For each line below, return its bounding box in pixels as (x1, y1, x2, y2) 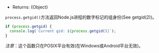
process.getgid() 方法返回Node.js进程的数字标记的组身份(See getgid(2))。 (5, 14, 157, 20)
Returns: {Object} (12, 4, 49, 10)
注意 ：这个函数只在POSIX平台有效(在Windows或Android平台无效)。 (5, 43, 144, 49)
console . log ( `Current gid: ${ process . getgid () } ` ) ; (9, 28, 116, 33)
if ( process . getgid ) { (5, 24, 52, 29)
